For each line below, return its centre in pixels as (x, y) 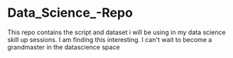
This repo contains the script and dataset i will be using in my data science (116, 32)
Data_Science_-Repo (70, 13)
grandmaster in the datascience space (64, 47)
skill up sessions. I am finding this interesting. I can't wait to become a (110, 39)
